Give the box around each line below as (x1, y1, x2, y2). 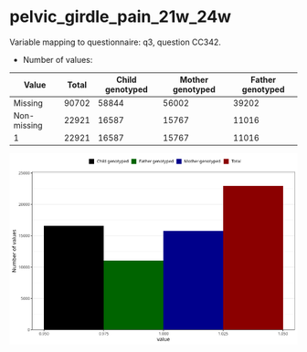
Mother (179, 75, 208, 86)
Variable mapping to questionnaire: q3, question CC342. (9, 36, 222, 47)
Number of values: (22, 54, 93, 65)
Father (250, 75, 277, 86)
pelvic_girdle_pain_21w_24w (9, 6, 231, 27)
